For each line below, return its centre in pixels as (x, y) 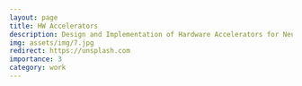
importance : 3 (36, 59)
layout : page (34, 17)
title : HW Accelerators (54, 26)
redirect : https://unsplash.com (70, 51)
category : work (38, 68)
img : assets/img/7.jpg (52, 43)
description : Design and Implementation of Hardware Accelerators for (144, 34)
